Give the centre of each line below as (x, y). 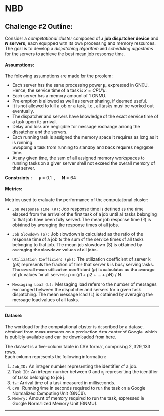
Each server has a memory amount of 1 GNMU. (59, 96)
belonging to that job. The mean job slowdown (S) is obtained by (77, 245)
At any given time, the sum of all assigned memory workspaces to (78, 158)
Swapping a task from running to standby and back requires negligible (83, 147)
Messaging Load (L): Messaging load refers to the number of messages (84, 284)
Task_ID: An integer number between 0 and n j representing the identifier (85, 372)
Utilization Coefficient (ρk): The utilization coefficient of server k (82, 259)
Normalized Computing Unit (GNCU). (49, 393)
